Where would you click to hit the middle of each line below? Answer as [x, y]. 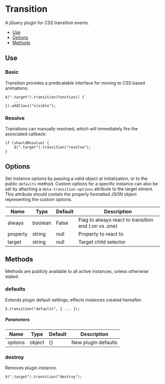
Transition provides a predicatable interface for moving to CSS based [75, 83]
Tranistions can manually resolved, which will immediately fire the [71, 128]
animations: [17, 88]
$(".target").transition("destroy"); [44, 377]
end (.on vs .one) [98, 226]
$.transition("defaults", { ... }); [42, 309]
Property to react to [101, 234]
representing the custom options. [39, 199]
